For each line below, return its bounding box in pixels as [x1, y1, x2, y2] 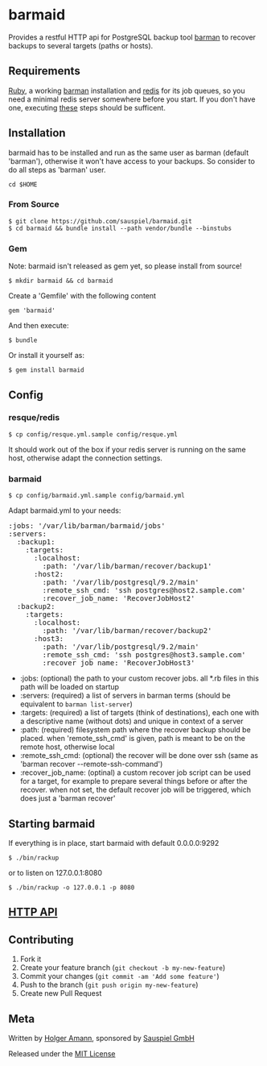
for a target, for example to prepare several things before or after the [19, 777, 248, 786]
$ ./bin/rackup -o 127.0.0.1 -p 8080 [8, 883, 135, 892]
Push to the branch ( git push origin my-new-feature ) [19, 980, 199, 989]
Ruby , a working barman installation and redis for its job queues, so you [8, 85, 245, 95]
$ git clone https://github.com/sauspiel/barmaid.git [8, 217, 193, 225]
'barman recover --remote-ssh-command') [19, 760, 163, 769]
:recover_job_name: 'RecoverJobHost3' [42, 659, 195, 668]
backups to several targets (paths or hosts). [8, 40, 154, 50]
